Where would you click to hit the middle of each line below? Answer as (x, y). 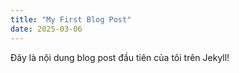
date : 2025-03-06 (46, 29)
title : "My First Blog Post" (71, 19)
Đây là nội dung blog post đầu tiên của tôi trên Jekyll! (120, 57)
